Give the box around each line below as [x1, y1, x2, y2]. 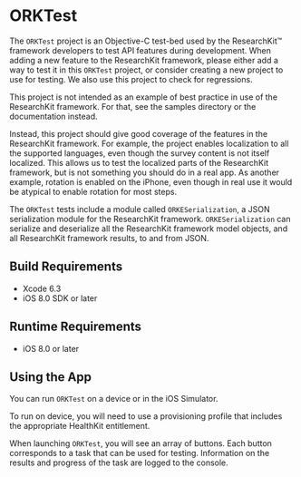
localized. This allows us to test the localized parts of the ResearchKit [9, 157, 269, 168]
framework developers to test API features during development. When [9, 44, 272, 55]
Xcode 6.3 [22, 283, 62, 294]
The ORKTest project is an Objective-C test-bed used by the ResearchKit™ [9, 35, 283, 46]
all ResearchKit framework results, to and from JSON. [9, 232, 209, 243]
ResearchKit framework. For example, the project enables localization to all [9, 138, 289, 149]
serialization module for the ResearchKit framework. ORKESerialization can [9, 213, 292, 224]
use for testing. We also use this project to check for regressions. [9, 73, 253, 84]
